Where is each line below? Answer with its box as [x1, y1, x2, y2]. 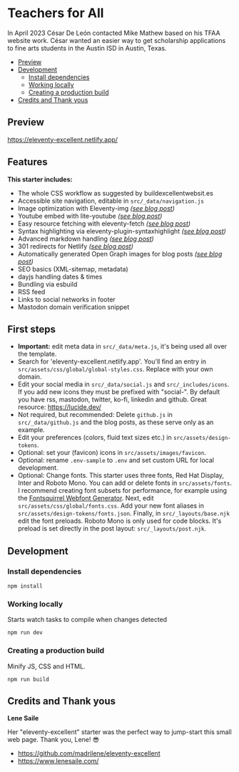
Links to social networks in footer [17, 295, 116, 304]
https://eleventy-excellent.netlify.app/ [7, 135, 118, 144]
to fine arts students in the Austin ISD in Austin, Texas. [7, 44, 167, 52]
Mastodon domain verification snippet [17, 302, 130, 311]
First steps [7, 323, 56, 335]
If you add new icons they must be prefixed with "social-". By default [17, 388, 220, 396]
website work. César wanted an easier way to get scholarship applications [7, 36, 226, 44]
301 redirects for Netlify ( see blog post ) [17, 241, 133, 251]
